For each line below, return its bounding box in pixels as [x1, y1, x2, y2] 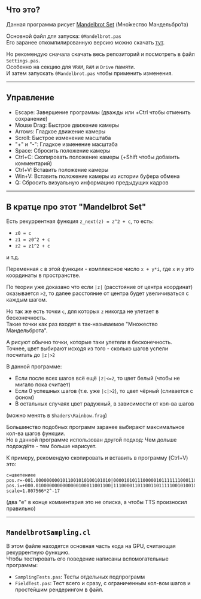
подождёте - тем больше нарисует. [6, 443, 97, 450]
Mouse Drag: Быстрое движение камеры [14, 121, 120, 129]
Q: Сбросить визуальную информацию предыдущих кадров [14, 178, 169, 186]
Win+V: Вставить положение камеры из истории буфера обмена [14, 172, 180, 180]
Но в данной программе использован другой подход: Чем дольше [6, 436, 177, 443]
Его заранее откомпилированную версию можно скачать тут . [6, 38, 165, 46]
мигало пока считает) [14, 381, 71, 388]
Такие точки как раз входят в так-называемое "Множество [6, 321, 158, 328]
